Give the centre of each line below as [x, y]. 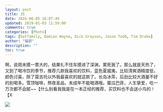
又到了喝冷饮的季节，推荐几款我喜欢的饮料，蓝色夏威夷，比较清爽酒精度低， [81, 70]
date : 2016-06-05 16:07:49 [32, 18]
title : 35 [15, 14]
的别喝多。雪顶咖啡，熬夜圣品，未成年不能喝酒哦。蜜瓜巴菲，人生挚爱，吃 [79, 82]
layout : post [18, 9]
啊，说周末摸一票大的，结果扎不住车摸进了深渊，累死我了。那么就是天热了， [81, 64]
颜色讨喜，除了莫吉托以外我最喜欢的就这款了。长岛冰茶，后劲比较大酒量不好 [81, 77]
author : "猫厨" [20, 41]
